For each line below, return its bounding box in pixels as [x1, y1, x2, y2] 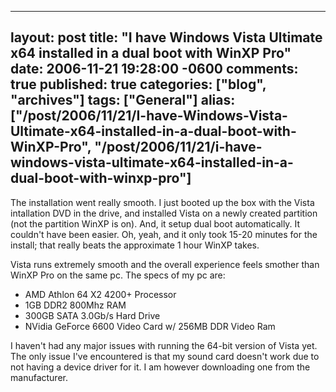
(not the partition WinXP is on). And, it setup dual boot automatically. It [10, 217, 301, 230]
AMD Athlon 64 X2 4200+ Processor [24, 288, 177, 300]
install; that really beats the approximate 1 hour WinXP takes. [10, 239, 260, 251]
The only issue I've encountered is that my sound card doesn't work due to [10, 350, 320, 362]
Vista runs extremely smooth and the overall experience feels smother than [10, 258, 320, 270]
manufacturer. [10, 371, 68, 383]
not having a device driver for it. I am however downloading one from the [10, 361, 311, 373]
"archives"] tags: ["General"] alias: [10, 92, 236, 109]
